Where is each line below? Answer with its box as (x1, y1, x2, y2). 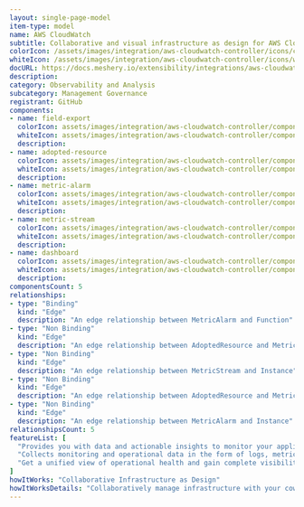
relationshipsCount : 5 (9, 425, 95, 434)
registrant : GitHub (9, 97, 83, 107)
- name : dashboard (9, 249, 79, 258)
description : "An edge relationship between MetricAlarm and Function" (17, 315, 294, 325)
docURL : (9, 64, 39, 73)
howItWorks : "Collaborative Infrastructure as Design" (9, 475, 221, 484)
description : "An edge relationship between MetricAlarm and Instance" (17, 417, 294, 426)
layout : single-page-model (9, 13, 111, 23)
